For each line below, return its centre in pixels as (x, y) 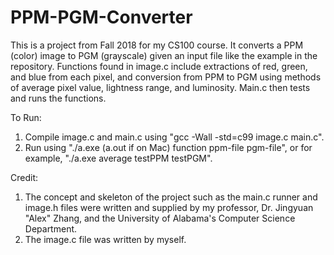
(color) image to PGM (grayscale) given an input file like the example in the (164, 55)
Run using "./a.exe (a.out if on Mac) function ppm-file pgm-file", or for (168, 147)
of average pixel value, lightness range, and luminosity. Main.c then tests (160, 87)
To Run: (26, 117)
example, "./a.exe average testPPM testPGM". (118, 158)
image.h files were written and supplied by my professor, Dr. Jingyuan (169, 207)
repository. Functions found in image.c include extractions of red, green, (159, 66)
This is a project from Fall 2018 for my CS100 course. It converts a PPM (157, 45)
